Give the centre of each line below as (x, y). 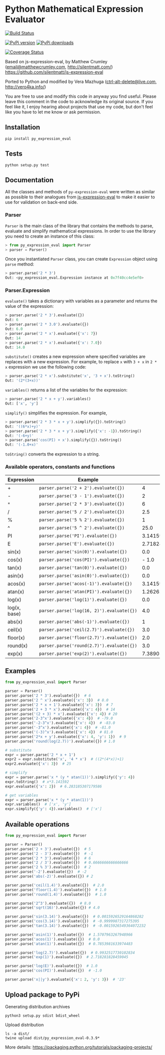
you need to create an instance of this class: (50, 236)
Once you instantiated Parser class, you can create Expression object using (81, 259)
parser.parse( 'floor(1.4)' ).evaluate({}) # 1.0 (56, 890)
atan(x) (16, 592)
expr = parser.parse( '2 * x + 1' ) (41, 755)
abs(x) (15, 622)
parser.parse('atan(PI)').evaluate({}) (86, 592)
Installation (23, 127)
